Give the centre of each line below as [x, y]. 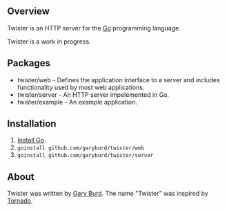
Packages [29, 63]
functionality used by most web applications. [81, 87]
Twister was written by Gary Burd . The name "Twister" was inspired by [108, 194]
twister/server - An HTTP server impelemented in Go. [93, 94]
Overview [29, 11]
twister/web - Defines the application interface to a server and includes [118, 80]
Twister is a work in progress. [49, 42]
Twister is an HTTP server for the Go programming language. [94, 28]
